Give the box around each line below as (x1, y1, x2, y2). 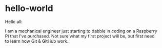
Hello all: (5, 19, 23, 24)
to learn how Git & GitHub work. (5, 38, 69, 44)
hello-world (5, 3, 54, 14)
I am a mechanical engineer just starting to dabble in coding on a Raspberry (5, 28, 158, 34)
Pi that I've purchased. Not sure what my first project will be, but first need (5, 33, 155, 39)
